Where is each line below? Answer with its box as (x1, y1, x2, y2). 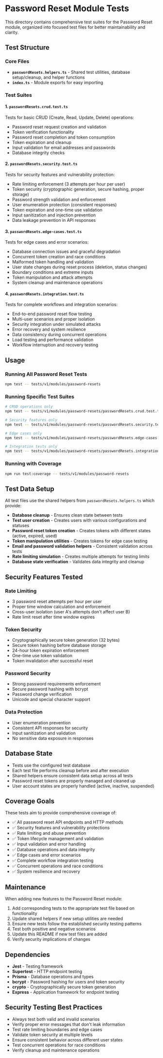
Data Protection (5, 709, 43, 716)
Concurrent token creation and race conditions (12, 254, 106, 260)
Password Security (5, 670, 51, 677)
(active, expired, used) (12, 533, 57, 539)
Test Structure (5, 43, 50, 52)
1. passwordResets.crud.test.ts (5, 104, 68, 109)
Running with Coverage (5, 460, 62, 467)
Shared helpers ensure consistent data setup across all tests (12, 772, 133, 778)
